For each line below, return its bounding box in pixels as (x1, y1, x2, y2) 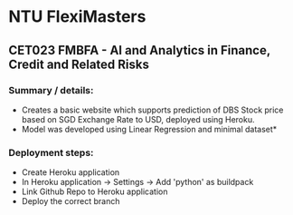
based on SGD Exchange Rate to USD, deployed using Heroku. (21, 113, 255, 124)
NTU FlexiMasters (8, 6, 146, 27)
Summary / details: (8, 83, 94, 96)
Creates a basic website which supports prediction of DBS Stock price (21, 104, 284, 115)
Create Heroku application (21, 167, 120, 178)
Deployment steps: (8, 146, 94, 159)
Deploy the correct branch (21, 196, 120, 207)
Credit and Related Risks (8, 56, 150, 72)
